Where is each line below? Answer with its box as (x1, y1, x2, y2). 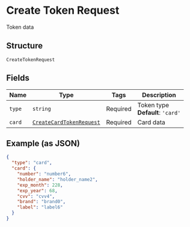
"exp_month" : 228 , (17, 182, 63, 188)
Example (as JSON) (6, 138, 80, 149)
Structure (6, 41, 43, 51)
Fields (6, 73, 30, 83)
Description (142, 90, 176, 99)
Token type (137, 101, 170, 109)
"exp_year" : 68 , (17, 187, 58, 193)
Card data (137, 118, 165, 126)
